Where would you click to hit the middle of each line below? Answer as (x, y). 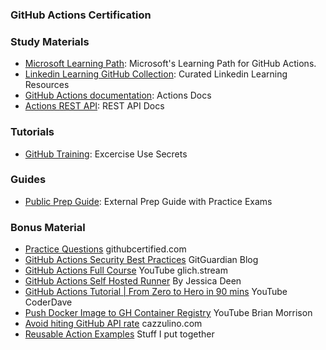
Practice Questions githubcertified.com (105, 249)
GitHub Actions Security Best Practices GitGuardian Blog (141, 260)
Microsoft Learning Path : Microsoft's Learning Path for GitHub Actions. (170, 64)
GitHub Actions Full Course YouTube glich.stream (126, 270)
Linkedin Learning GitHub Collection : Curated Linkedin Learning (156, 74)
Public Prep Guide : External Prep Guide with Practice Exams (148, 201)
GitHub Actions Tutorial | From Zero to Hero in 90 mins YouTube (156, 292)
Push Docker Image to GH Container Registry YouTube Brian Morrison (168, 313)
